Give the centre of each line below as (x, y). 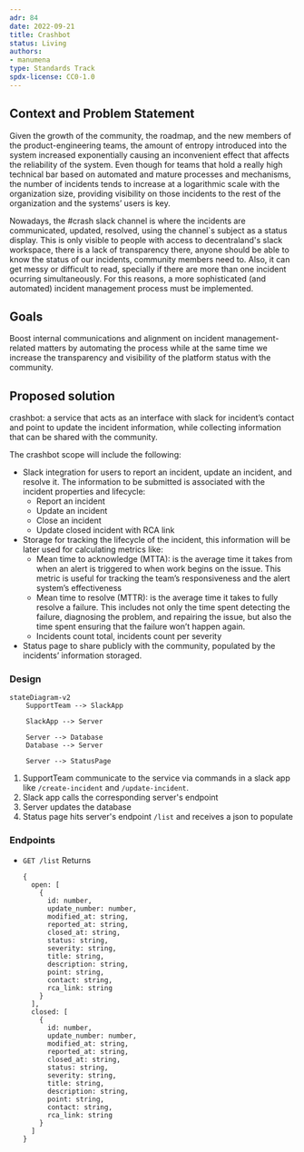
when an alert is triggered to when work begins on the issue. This (158, 569)
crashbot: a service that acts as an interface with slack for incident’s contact (152, 418)
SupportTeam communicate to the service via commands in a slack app (156, 778)
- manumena (30, 60)
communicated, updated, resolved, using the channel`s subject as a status (148, 230)
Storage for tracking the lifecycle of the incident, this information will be (156, 540)
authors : (26, 52)
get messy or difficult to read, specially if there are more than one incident (148, 269)
